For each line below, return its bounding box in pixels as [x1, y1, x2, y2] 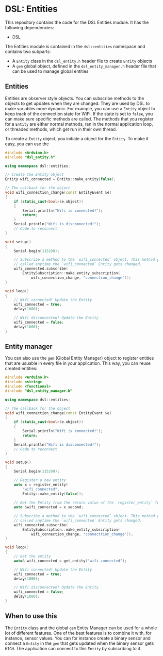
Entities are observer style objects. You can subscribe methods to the [5, 95, 144, 101]
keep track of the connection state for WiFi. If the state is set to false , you [5, 111, 153, 117]
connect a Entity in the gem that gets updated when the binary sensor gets [5, 640, 154, 646]
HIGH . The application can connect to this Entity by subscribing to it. [5, 645, 142, 651]
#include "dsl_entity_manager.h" [5, 388, 73, 393]
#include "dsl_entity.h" [5, 154, 55, 160]
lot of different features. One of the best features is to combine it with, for [5, 630, 152, 636]
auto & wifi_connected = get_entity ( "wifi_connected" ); [14, 558, 127, 563]
